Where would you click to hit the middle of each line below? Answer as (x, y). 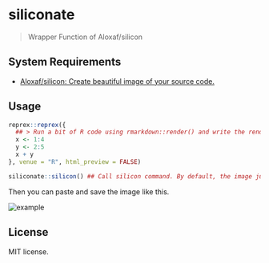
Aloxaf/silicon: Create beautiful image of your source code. (117, 81)
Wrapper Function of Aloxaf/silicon (85, 37)
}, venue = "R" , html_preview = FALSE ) (75, 161)
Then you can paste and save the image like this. (89, 191)
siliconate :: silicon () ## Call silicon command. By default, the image (130, 176)
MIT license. (29, 251)
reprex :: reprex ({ (37, 125)
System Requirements (65, 62)
